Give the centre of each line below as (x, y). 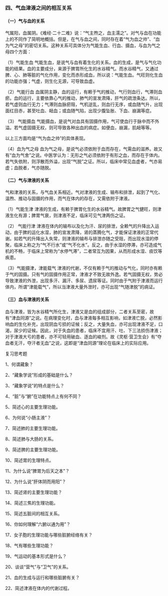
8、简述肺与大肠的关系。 (31, 439)
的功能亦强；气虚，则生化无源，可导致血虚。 (51, 81)
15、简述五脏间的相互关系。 (34, 513)
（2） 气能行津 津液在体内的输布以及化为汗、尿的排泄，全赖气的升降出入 (80, 226)
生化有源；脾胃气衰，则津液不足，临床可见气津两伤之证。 (68, 215)
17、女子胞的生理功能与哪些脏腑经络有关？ (49, 535)
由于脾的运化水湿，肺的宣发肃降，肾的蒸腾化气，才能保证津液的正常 (84, 232)
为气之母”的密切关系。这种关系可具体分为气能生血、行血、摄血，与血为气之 (83, 46)
